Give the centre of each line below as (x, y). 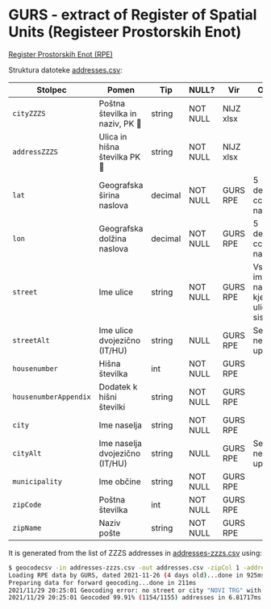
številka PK (120, 156)
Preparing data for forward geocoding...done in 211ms (102, 582)
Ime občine (120, 482)
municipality (38, 481)
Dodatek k (118, 386)
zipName (27, 528)
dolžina (113, 238)
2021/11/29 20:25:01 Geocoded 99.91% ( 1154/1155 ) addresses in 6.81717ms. (137, 598)
